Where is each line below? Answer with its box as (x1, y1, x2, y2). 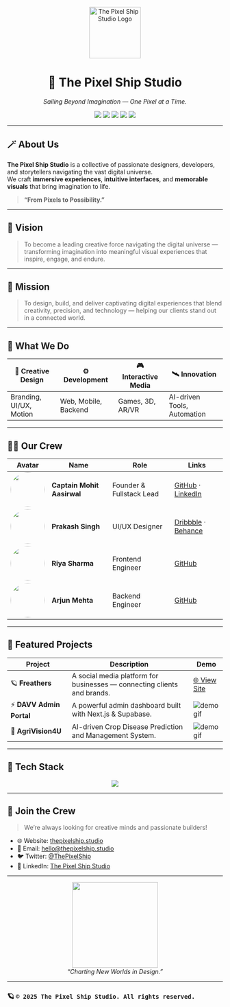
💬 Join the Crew (7, 805, 76, 817)
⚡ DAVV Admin (10, 699, 60, 709)
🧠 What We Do (7, 340, 70, 351)
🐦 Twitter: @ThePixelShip (16, 852, 91, 861)
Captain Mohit (51, 481, 99, 490)
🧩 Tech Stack (7, 761, 64, 773)
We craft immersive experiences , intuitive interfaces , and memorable (7, 175, 208, 183)
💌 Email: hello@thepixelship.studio (16, 844, 114, 853)
